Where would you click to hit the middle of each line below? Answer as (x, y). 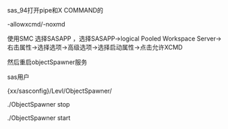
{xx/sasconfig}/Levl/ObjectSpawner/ (60, 91)
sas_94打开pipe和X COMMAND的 (55, 10)
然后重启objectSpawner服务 (47, 62)
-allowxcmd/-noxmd (36, 24)
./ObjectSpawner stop (39, 104)
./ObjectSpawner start (39, 118)
